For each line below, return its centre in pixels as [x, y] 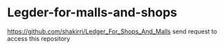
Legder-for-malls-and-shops [92, 13]
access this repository [39, 38]
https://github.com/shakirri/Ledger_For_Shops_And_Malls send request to [112, 31]
